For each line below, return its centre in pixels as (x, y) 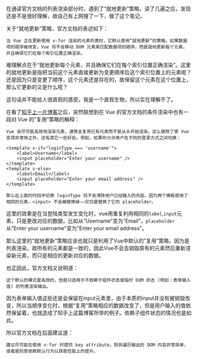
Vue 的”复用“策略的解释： (49, 119)
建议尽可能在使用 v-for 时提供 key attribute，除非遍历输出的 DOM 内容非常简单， (97, 345)
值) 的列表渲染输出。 (29, 287)
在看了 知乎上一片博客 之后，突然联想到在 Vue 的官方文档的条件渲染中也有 (95, 112)
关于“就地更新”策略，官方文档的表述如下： (57, 29)
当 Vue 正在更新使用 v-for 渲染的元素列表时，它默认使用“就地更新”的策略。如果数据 (97, 41)
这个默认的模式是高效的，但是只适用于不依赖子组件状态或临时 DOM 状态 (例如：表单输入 (98, 280)
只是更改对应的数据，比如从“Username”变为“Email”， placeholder (96, 221)
